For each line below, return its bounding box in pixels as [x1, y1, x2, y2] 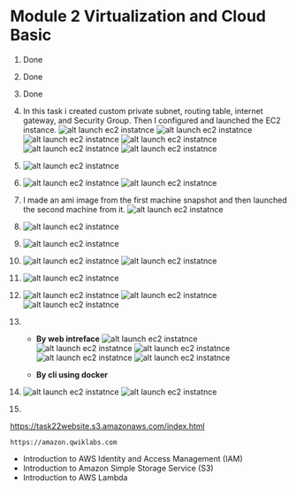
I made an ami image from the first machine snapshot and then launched [22, 195, 288, 205]
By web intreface [35, 333, 101, 344]
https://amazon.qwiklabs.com [10, 438, 118, 447]
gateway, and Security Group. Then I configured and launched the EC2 [22, 115, 281, 126]
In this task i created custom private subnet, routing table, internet [22, 105, 263, 116]
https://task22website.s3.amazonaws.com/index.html [10, 420, 206, 431]
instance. [22, 124, 57, 134]
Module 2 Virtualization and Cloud [10, 6, 266, 27]
